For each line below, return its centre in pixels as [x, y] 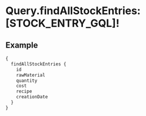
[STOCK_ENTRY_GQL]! [63, 23]
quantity [27, 81]
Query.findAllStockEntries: [73, 11]
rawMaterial [31, 75]
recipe [24, 92]
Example [22, 45]
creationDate [32, 97]
